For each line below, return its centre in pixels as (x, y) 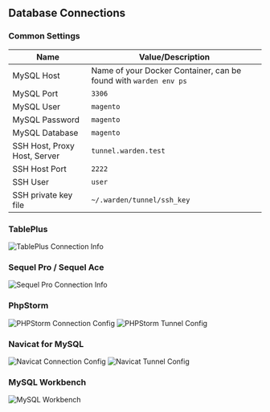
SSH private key (43, 194)
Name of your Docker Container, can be (166, 70)
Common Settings (44, 36)
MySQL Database (45, 133)
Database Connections (67, 13)
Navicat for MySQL (46, 344)
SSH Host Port (39, 169)
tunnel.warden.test (129, 151)
